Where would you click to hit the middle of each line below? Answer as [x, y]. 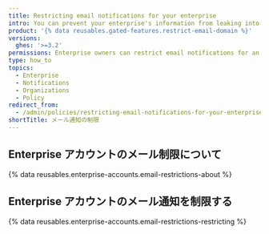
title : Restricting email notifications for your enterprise [112, 16]
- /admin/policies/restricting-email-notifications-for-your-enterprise [139, 113]
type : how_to [30, 61]
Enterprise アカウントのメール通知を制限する [120, 202]
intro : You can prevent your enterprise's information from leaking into [134, 23]
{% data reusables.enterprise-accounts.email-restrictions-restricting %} [127, 221]
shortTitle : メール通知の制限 [54, 120]
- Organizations [42, 90]
